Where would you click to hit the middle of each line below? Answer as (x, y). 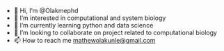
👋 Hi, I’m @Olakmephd (46, 11)
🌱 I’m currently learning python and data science (83, 25)
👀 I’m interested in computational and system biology (90, 18)
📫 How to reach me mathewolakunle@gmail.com (85, 40)
